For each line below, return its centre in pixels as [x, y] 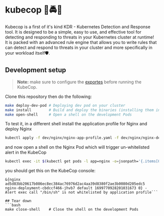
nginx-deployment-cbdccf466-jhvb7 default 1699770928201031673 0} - [76, 188]
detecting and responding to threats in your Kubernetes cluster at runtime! [80, 37]
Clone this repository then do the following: [48, 97]
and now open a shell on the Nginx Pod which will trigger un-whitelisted [77, 147]
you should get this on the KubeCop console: [50, 171]
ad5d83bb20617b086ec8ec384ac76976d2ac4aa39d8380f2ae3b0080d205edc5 [75, 184]
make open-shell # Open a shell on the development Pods [69, 115]
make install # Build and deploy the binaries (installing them [79, 110]
